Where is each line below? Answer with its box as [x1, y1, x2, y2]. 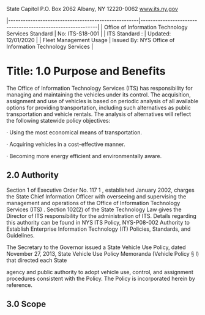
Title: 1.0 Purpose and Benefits [6, 64, 166, 78]
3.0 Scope [6, 299, 47, 310]
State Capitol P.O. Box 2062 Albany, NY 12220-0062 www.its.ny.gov [6, 5, 179, 12]
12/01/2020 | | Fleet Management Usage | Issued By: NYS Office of [6, 37, 175, 43]
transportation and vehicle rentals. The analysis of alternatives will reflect [6, 110, 192, 118]
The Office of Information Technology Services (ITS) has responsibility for [6, 84, 193, 92]
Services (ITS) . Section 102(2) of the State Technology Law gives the [6, 206, 182, 213]
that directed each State [6, 256, 67, 264]
